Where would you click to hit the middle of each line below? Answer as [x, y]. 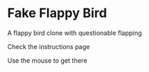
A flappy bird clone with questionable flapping [74, 33]
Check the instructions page [49, 46]
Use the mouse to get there [47, 60]
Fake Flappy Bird [57, 13]
